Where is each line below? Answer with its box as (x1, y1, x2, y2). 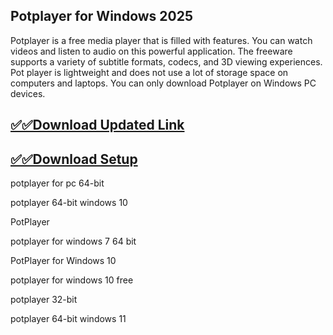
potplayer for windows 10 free (10, 274, 134, 286)
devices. (10, 87, 46, 99)
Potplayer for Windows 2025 (10, 8, 194, 25)
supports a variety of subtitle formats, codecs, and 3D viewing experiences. (10, 55, 323, 68)
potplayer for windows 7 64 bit (10, 235, 137, 248)
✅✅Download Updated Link (10, 117, 185, 134)
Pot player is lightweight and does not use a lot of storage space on (10, 66, 289, 78)
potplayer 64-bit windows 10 (10, 197, 128, 209)
